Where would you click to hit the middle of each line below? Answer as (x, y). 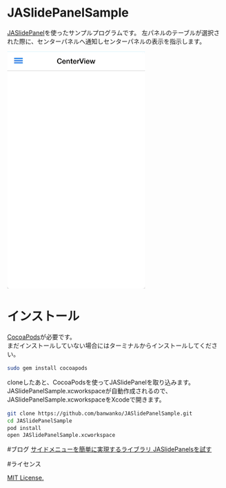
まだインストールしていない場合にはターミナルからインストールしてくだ (110, 345)
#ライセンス (24, 464)
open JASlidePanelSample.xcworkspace (61, 435)
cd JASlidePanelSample (40, 421)
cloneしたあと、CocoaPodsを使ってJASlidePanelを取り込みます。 (101, 382)
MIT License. (25, 478)
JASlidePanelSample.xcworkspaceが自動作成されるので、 (90, 391)
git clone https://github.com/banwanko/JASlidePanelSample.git (100, 413)
